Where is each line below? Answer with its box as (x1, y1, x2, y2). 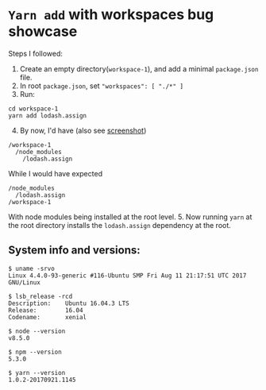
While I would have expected (8, 168, 103, 178)
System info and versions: (8, 244, 141, 257)
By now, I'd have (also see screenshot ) (19, 125, 147, 135)
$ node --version (8, 327, 66, 335)
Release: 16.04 (8, 306, 83, 315)
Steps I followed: (8, 48, 64, 58)
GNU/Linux (8, 278, 41, 287)
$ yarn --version (8, 369, 66, 376)
